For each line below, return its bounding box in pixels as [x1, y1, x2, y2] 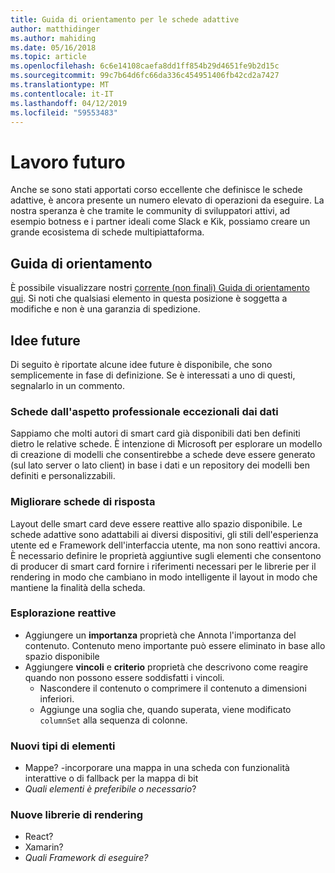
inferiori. [39, 692, 75, 705]
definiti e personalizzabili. [10, 470, 116, 482]
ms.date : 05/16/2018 [10, 42, 97, 53]
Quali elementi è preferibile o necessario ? [24, 783, 197, 795]
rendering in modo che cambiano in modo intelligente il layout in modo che [10, 571, 318, 583]
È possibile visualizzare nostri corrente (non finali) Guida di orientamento [10, 282, 310, 294]
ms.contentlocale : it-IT [10, 89, 114, 99]
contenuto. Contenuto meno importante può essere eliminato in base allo [24, 639, 326, 651]
